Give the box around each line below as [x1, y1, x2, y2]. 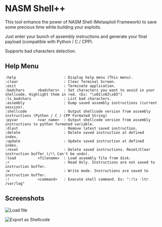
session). [5, 105, 25, 110]
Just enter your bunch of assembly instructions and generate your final [5, 33, 147, 39]
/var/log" [5, 181, 25, 186]
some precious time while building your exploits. [5, 24, 102, 30]
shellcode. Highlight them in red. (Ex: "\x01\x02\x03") [5, 92, 123, 97]
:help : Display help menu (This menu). [5, 75, 133, 80]
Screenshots [5, 195, 45, 203]
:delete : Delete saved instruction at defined [5, 130, 145, 135]
